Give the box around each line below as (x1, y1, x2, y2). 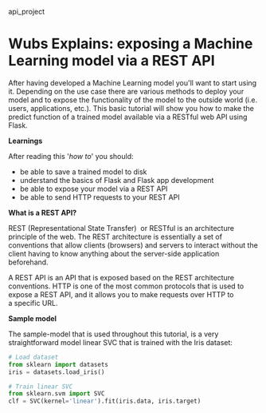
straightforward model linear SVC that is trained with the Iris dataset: (8, 337, 233, 347)
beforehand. (8, 257, 49, 267)
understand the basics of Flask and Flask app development (19, 175, 214, 185)
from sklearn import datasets (8, 360, 109, 368)
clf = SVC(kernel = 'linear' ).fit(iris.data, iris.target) (8, 397, 201, 406)
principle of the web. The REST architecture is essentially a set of (8, 232, 223, 241)
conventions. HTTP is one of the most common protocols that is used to (8, 281, 244, 291)
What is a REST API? (8, 208, 77, 217)
